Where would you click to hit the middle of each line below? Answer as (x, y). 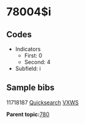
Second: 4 (37, 62)
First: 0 (33, 56)
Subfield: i (28, 68)
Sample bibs (31, 88)
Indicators (28, 49)
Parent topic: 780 (28, 114)
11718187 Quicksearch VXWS (42, 102)
